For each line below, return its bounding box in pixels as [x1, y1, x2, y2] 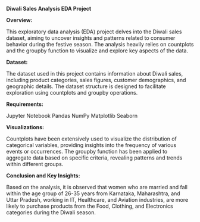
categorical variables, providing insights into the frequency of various [6, 142, 177, 148]
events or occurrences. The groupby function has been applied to [6, 148, 168, 155]
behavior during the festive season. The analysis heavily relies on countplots [6, 41, 194, 48]
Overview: [6, 17, 33, 23]
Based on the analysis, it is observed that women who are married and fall [6, 184, 187, 190]
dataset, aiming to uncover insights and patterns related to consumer [6, 35, 176, 41]
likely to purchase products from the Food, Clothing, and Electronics [6, 202, 174, 210]
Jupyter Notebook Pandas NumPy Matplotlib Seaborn [6, 112, 138, 119]
